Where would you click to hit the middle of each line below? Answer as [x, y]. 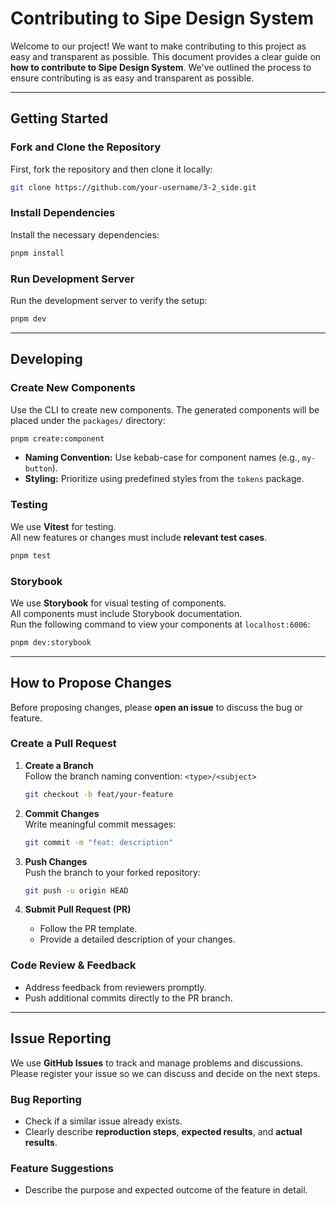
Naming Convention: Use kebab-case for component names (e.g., [162, 458]
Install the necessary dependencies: [85, 234]
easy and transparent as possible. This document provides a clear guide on [166, 56]
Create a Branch [59, 765]
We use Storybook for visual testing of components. [118, 603]
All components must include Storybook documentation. [126, 613]
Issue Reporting [61, 1038]
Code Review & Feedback [73, 965]
